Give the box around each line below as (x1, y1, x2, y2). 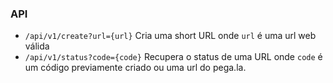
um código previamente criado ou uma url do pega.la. (24, 62, 247, 74)
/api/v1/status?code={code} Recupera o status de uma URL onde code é (24, 51, 323, 63)
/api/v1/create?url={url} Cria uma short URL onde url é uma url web (24, 30, 317, 42)
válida (24, 40, 50, 52)
